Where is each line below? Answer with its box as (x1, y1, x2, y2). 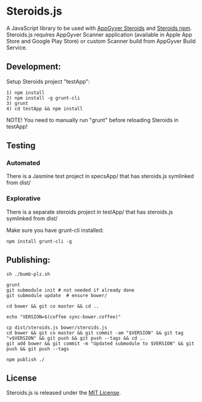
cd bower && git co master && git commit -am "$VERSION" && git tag (6, 329, 184, 336)
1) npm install (6, 90, 45, 96)
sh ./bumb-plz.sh (6, 271, 50, 277)
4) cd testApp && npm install (6, 106, 83, 112)
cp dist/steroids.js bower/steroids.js (6, 325, 108, 331)
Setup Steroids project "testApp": (6, 77, 90, 85)
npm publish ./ (6, 356, 45, 362)
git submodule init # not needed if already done (6, 287, 135, 293)
